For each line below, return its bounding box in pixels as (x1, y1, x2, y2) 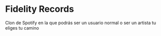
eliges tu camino (5, 25, 39, 31)
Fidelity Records (5, 3, 74, 15)
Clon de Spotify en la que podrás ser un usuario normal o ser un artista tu (5, 20, 156, 26)
